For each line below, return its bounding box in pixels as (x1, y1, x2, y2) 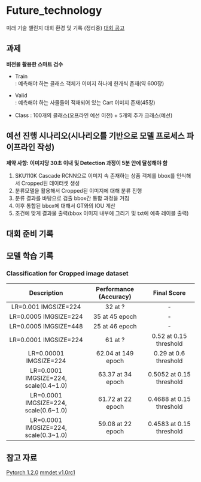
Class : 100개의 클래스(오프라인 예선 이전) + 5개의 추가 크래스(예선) (14, 112, 173, 119)
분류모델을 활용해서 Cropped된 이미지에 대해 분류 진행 (14, 187, 142, 194)
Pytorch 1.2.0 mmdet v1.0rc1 (6, 469, 75, 476)
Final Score (153, 289, 186, 297)
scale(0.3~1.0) (25, 430, 68, 439)
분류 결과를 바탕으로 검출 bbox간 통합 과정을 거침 (14, 194, 130, 202)
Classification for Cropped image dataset (6, 270, 129, 278)
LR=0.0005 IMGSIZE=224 (9, 312, 83, 321)
